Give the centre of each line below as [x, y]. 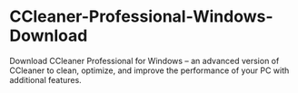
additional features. [45, 79]
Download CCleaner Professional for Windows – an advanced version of [144, 60]
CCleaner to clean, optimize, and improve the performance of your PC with [149, 70]
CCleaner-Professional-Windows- [141, 17]
